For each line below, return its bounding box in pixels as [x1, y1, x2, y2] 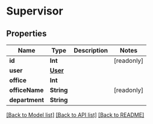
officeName [9, 86, 44, 94]
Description [73, 47, 108, 54]
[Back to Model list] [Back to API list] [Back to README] [6, 111, 145, 119]
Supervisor [6, 4, 63, 18]
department [9, 96, 44, 104]
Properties [6, 28, 47, 39]
